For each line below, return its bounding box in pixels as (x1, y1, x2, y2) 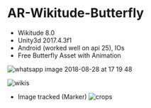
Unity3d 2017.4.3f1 (17, 36, 72, 44)
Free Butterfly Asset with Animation (17, 51, 122, 60)
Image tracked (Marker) (17, 92, 87, 101)
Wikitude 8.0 (17, 28, 55, 37)
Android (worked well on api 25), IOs (17, 43, 125, 52)
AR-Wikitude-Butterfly (7, 5, 144, 21)
